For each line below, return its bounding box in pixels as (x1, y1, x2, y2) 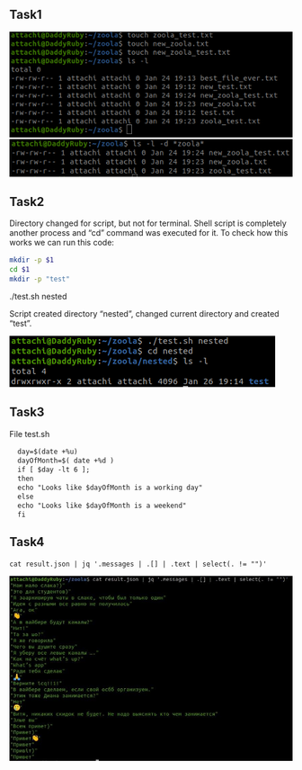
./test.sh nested (9, 291, 67, 301)
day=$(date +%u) (17, 447, 78, 456)
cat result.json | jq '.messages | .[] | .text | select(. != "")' (9, 560, 268, 569)
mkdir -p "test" (9, 274, 70, 284)
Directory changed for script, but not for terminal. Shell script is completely (9, 218, 288, 228)
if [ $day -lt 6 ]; (17, 465, 91, 474)
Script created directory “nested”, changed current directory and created (9, 308, 280, 318)
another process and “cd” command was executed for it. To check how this (9, 228, 289, 238)
